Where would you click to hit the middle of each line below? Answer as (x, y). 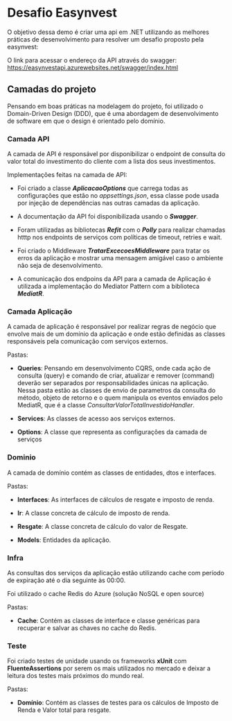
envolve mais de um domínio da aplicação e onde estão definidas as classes (116, 334)
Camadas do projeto (52, 89)
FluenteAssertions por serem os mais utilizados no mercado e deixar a (109, 668)
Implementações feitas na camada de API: (68, 175)
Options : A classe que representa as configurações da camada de (112, 432)
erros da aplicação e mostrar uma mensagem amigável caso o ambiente (120, 258)
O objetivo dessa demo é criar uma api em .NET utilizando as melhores (108, 32)
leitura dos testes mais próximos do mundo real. (75, 676)
